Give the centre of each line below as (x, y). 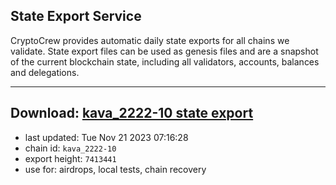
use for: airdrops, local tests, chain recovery (115, 169)
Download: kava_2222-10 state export (132, 113)
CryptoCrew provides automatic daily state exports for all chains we (150, 40)
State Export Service (76, 16)
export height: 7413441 (70, 158)
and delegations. (45, 72)
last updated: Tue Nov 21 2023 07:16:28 (106, 137)
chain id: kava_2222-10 (70, 148)
